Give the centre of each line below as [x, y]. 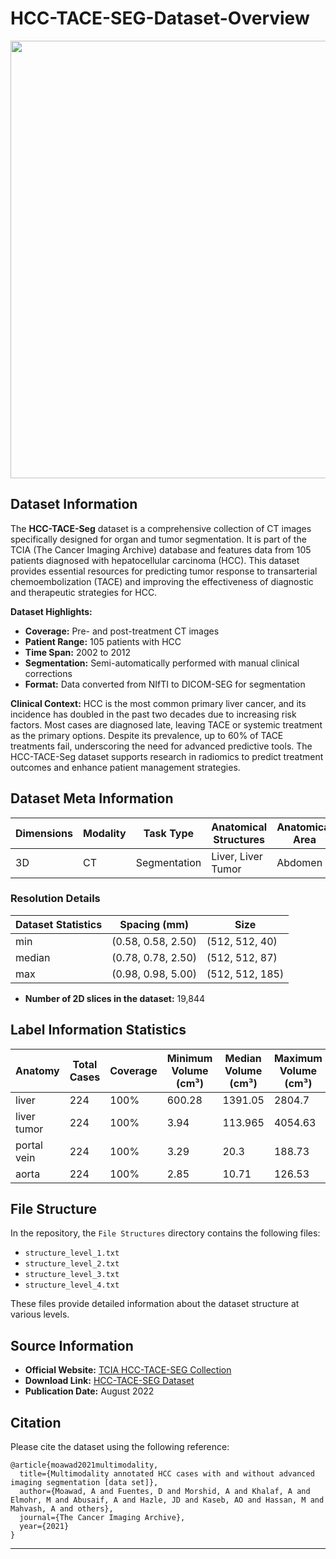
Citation [36, 1422]
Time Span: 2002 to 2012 [78, 652]
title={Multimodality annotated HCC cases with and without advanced [167, 1474]
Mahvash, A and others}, [62, 1509]
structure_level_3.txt [72, 1275]
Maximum [298, 1058]
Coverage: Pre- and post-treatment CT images [122, 631]
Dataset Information [74, 504]
